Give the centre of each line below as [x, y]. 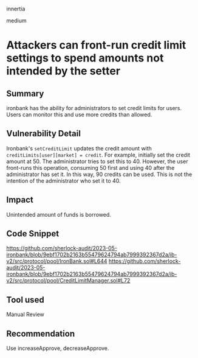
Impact [20, 200]
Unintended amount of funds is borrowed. [59, 214]
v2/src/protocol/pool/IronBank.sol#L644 [57, 261]
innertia [16, 9]
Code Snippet [33, 234]
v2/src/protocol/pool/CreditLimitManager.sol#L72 [68, 281]
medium [16, 20]
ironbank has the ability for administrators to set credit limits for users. [94, 108]
